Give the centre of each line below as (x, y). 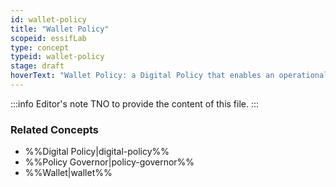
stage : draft (37, 66)
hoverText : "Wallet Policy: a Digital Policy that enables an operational (169, 76)
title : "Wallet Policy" (60, 29)
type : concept (40, 47)
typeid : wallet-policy (57, 57)
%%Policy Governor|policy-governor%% (109, 162)
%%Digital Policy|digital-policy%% (97, 152)
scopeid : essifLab (48, 38)
